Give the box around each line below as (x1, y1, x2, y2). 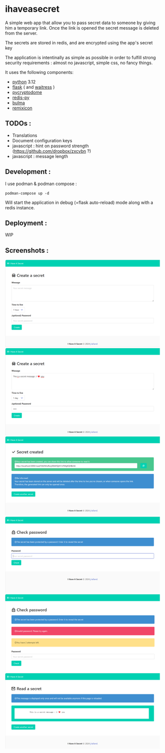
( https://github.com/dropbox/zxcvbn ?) (12, 148, 91, 154)
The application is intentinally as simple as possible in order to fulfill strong (5, 54, 156, 60)
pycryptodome (12, 89, 42, 95)
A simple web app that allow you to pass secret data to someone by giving (5, 20, 156, 26)
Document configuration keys (12, 137, 73, 143)
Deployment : (5, 219, 48, 227)
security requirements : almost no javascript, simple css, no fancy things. (5, 60, 153, 65)
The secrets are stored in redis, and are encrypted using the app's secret (5, 39, 153, 45)
